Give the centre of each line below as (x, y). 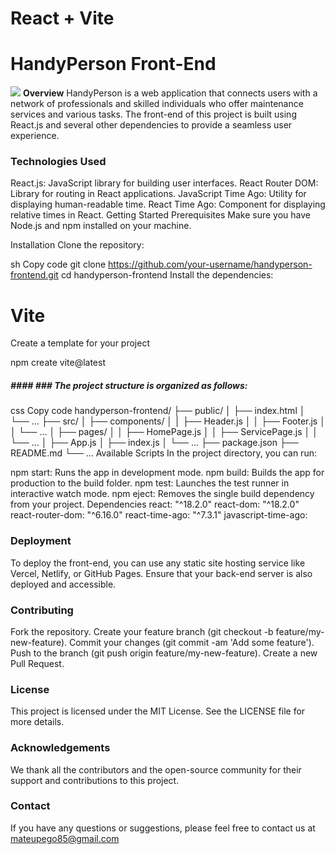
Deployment (41, 541)
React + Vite (62, 18)
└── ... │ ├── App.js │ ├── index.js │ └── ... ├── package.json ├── (154, 443)
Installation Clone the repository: (77, 245)
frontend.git (34, 275)
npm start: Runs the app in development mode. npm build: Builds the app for (167, 473)
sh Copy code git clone (58, 264)
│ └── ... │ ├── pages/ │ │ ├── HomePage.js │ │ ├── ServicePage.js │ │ (164, 432)
